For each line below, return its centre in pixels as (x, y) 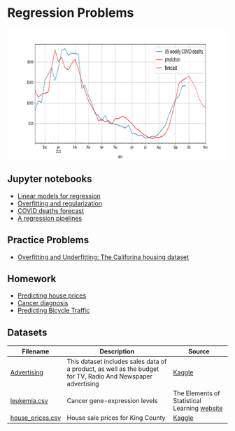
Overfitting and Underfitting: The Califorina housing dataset (103, 257)
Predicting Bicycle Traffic (54, 311)
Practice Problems (48, 240)
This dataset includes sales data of (117, 361)
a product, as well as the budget (113, 369)
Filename (36, 351)
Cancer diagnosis (43, 303)
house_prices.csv (36, 418)
